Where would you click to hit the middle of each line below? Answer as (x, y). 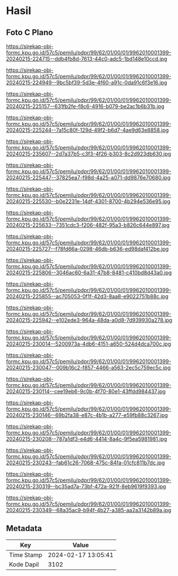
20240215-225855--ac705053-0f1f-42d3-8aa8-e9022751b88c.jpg (87, 296)
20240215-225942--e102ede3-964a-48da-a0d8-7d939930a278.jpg (89, 320)
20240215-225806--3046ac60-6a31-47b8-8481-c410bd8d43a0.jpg (89, 273)
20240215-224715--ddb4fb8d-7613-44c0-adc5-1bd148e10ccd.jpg (87, 59)
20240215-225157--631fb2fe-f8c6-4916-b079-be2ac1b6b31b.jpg (85, 106)
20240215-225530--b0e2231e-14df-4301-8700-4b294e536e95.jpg (88, 201)
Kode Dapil (24, 564)
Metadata (24, 528)
